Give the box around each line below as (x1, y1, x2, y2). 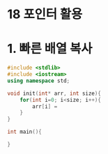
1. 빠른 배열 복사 (7, 41, 93, 56)
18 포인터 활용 (7, 6, 83, 22)
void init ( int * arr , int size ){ (7, 90, 101, 97)
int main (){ (7, 128, 42, 136)
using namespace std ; (7, 77, 70, 84)
